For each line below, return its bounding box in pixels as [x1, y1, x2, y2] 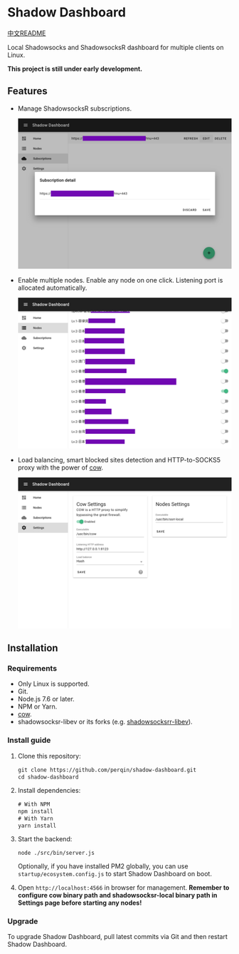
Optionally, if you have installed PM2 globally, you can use [17, 861, 188, 871]
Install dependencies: [17, 786, 81, 794]
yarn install [17, 822, 57, 829]
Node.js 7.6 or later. [17, 695, 75, 704]
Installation [7, 642, 58, 654]
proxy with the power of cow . [17, 463, 103, 472]
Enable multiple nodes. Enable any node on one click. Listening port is [17, 276, 223, 285]
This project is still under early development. [7, 64, 143, 73]
